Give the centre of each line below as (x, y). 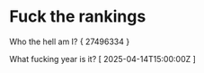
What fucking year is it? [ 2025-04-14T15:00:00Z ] (102, 59)
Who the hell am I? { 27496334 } (70, 41)
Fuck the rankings (78, 17)
